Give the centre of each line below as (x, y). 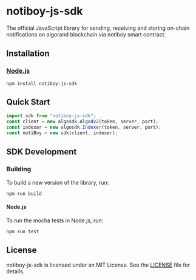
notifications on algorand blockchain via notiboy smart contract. (86, 34)
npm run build (24, 193)
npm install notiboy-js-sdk (42, 83)
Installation (28, 54)
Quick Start (28, 102)
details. (15, 271)
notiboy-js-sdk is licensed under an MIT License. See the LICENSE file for (98, 265)
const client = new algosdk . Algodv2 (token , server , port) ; (83, 122)
